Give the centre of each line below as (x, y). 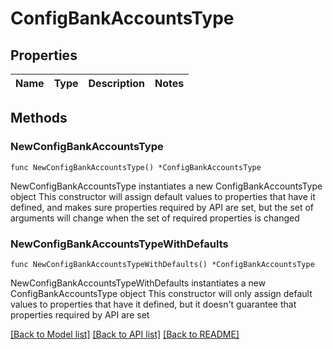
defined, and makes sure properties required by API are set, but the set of (162, 207)
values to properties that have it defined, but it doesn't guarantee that (153, 304)
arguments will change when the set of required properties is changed (155, 218)
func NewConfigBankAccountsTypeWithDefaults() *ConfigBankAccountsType (162, 264)
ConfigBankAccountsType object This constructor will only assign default (161, 293)
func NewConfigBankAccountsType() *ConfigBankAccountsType (136, 167)
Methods (39, 118)
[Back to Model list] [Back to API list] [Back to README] (125, 334)
